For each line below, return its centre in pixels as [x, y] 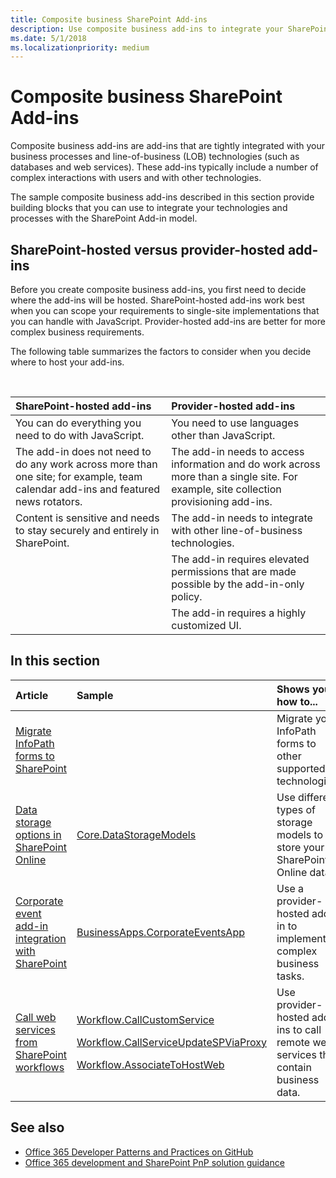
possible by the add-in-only [238, 584]
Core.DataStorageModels [136, 834]
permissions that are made [234, 571]
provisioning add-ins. [222, 501]
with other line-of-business [237, 530]
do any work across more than [86, 464]
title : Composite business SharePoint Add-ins [109, 19]
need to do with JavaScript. [80, 435]
